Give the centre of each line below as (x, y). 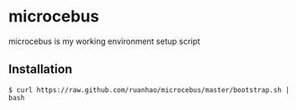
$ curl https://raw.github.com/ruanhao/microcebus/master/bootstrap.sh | (149, 90)
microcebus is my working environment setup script (104, 41)
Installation (40, 69)
